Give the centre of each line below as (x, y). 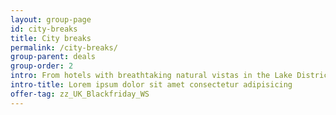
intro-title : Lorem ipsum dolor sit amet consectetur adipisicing (151, 85)
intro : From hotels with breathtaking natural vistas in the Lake (151, 76)
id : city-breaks (44, 29)
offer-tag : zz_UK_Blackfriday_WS (80, 94)
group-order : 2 (42, 66)
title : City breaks (51, 38)
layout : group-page (51, 19)
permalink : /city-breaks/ (64, 47)
